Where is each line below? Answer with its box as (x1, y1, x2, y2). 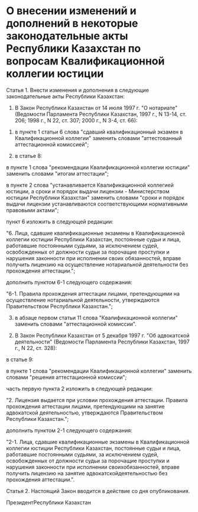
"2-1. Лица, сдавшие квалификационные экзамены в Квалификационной (6, 438, 190, 445)
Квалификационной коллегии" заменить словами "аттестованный (14, 134, 182, 141)
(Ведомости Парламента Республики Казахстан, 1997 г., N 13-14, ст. (14, 111, 187, 118)
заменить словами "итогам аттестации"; (6, 170, 109, 177)
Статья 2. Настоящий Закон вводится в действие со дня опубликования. (6, 487, 190, 494)
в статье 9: (6, 356, 34, 363)
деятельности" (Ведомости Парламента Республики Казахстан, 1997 (14, 338, 190, 345)
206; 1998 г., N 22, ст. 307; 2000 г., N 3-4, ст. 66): (14, 116, 138, 124)
